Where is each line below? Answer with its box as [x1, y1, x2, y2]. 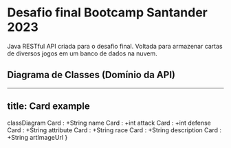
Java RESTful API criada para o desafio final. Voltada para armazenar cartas [7, 42, 223, 50]
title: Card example [7, 101, 91, 112]
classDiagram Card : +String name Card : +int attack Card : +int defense [7, 119, 211, 127]
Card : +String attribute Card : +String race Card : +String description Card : [7, 125, 222, 134]
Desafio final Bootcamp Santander [7, 5, 208, 21]
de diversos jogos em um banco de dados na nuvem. [7, 49, 157, 58]
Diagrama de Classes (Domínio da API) [7, 69, 175, 81]
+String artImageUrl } [7, 133, 68, 141]
